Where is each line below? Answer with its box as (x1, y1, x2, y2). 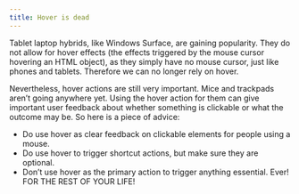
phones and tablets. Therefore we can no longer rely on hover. (9, 66, 239, 77)
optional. (21, 157, 55, 167)
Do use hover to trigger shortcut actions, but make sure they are (21, 148, 259, 158)
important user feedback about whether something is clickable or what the (9, 101, 284, 112)
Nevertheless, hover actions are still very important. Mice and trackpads (9, 83, 275, 93)
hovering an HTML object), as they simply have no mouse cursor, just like (9, 56, 279, 67)
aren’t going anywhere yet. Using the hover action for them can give (9, 93, 261, 103)
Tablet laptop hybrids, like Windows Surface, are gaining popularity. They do (9, 37, 291, 48)
